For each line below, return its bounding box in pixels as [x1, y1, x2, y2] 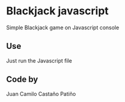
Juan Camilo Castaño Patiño [6, 90, 76, 97]
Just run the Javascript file [6, 57, 72, 64]
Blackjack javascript [6, 4, 109, 18]
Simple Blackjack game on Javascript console [6, 24, 120, 31]
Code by [6, 75, 38, 85]
